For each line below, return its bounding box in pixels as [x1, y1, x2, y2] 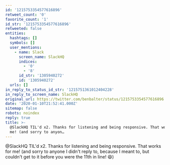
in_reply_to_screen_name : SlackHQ [5, 92, 78, 97]
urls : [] [10, 82, 28, 87]
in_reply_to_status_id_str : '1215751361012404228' [5, 87, 114, 92]
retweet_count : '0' [5, 12, 47, 17]
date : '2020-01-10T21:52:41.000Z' [5, 101, 78, 106]
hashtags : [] [10, 36, 37, 41]
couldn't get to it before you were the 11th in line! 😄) [5, 154, 114, 160]
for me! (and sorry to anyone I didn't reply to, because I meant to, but [5, 148, 149, 154]
